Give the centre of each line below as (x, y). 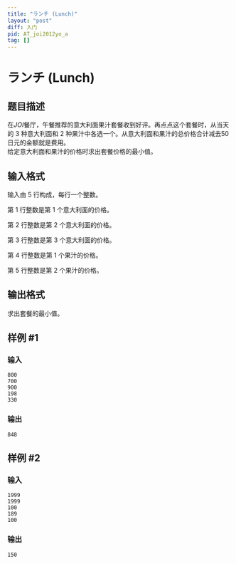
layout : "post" (30, 21)
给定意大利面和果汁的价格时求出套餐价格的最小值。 (82, 152)
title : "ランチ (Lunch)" (43, 14)
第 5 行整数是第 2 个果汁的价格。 (55, 270)
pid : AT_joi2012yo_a (38, 34)
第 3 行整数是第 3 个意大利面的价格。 (61, 240)
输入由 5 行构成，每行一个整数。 (55, 194)
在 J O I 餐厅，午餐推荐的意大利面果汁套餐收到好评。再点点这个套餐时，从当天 (118, 125)
